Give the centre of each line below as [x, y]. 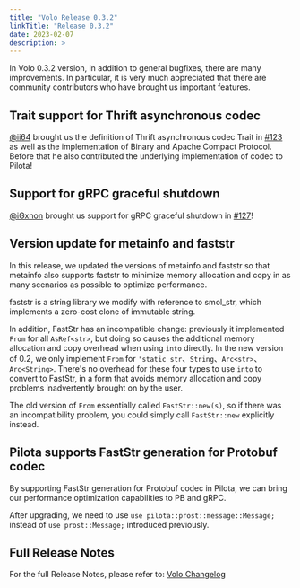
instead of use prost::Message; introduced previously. [109, 524]
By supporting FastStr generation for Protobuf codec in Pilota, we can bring [149, 488]
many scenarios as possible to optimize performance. [108, 285]
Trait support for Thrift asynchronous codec [135, 115]
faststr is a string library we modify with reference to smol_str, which [136, 302]
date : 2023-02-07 [42, 34]
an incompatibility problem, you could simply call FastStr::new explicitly [142, 415]
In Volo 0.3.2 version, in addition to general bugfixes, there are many [135, 68]
